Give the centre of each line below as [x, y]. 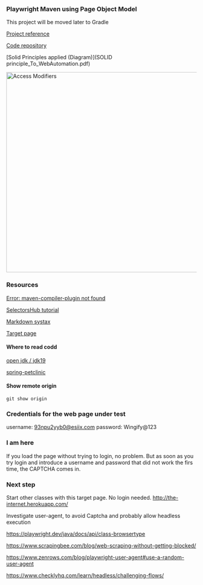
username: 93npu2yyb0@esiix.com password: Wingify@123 [82, 427]
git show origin [27, 399]
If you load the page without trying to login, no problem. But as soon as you [100, 456]
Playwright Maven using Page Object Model [72, 9]
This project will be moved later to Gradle [57, 22]
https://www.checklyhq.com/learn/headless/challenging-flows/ [85, 575]
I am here [20, 443]
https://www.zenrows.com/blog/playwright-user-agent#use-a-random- [95, 557]
